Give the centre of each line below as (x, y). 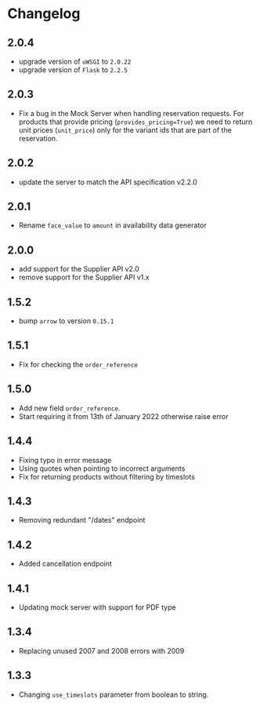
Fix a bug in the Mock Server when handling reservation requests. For (131, 113)
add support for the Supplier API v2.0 (79, 269)
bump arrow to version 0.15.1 (66, 321)
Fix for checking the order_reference (78, 364)
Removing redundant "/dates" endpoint (82, 520)
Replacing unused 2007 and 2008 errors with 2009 (101, 651)
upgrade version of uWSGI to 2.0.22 (75, 61)
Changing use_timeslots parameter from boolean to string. (114, 694)
